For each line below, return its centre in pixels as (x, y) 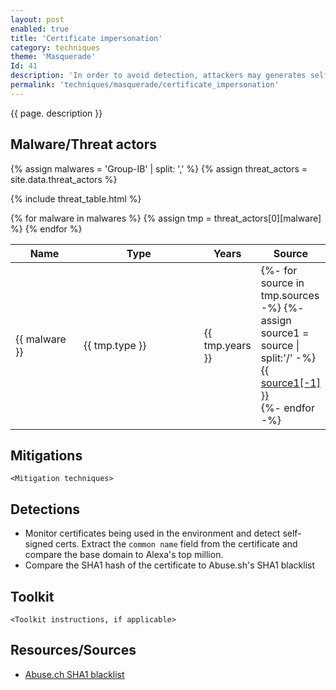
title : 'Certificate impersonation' (86, 38)
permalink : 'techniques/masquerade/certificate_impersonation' (145, 85)
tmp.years (227, 345)
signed (39, 544)
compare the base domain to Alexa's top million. (124, 555)
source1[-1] (290, 383)
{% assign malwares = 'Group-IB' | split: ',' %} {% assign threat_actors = (159, 168)
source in (282, 283)
